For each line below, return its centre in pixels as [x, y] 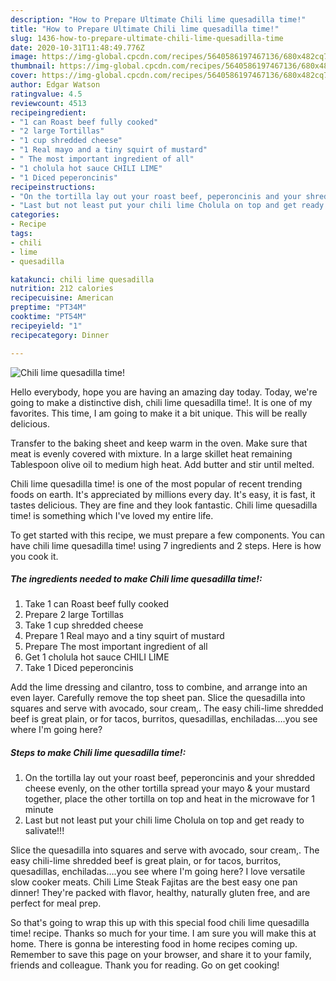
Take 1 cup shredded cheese [84, 625]
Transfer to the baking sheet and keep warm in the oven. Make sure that [159, 443]
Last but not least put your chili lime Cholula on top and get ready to [164, 820]
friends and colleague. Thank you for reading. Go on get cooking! [145, 965]
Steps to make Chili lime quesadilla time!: [98, 753]
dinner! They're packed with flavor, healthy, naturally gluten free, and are [160, 893]
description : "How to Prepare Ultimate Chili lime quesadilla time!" [158, 19]
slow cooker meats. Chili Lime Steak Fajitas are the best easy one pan [154, 882]
